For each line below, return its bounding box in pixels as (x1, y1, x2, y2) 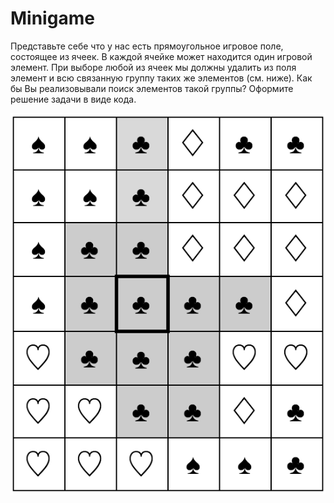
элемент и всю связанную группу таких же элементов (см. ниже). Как (10, 72, 313, 84)
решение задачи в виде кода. (10, 93, 137, 105)
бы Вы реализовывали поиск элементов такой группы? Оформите (10, 82, 294, 94)
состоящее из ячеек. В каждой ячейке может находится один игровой (10, 50, 313, 62)
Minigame (10, 7, 95, 30)
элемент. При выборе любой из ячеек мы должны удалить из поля (10, 61, 297, 73)
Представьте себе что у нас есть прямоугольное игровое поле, (10, 40, 284, 52)
